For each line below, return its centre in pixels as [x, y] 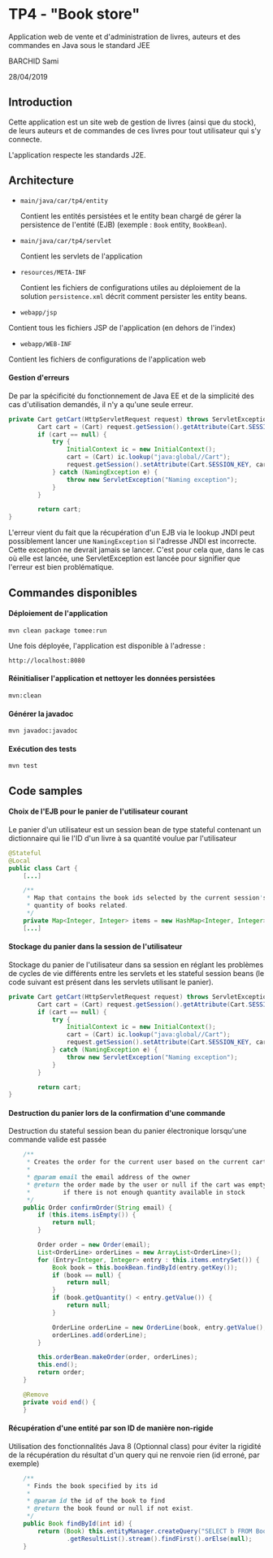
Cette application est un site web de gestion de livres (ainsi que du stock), [132, 122]
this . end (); [58, 1365]
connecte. [25, 139]
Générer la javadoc [41, 714]
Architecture [41, 181]
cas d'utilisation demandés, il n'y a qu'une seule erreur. [101, 404]
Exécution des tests [43, 749]
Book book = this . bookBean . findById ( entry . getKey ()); [145, 1267]
